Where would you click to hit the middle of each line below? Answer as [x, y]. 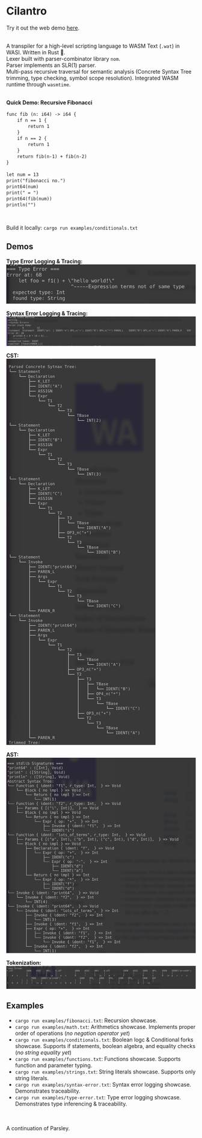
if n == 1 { [32, 120]
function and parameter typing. [54, 1065]
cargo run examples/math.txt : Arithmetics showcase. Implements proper [105, 1026]
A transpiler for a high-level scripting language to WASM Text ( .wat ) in [93, 46]
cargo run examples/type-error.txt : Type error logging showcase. [98, 1097]
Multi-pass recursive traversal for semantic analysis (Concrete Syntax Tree [99, 71]
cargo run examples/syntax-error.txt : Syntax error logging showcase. [103, 1084]
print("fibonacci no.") [36, 180]
